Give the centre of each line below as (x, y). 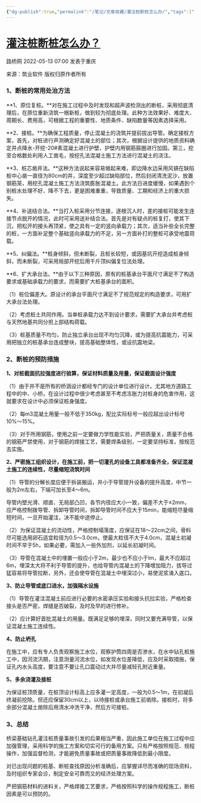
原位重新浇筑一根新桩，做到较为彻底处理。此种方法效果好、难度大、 (111, 112)
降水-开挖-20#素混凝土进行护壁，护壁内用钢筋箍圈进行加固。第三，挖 (108, 148)
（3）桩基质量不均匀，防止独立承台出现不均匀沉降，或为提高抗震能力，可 (97, 334)
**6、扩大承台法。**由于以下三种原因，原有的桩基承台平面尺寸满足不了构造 (100, 274)
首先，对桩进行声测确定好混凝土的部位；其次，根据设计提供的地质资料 (103, 140)
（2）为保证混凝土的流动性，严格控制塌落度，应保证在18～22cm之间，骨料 (99, 530)
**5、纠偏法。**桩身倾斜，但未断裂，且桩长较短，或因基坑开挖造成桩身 (95, 253)
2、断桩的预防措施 (33, 359)
